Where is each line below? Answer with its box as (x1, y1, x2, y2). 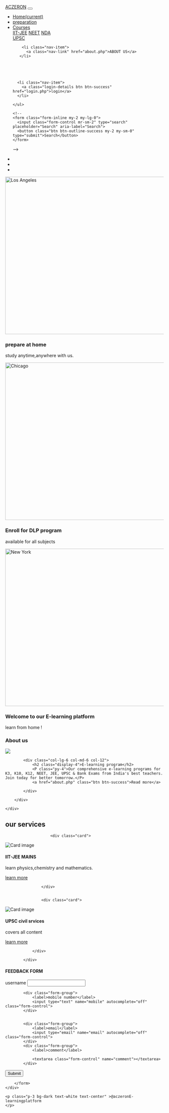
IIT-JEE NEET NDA (12, 30, 51, 36)
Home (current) (12, 14, 44, 20)
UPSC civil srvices (5, 918, 44, 924)
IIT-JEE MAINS (5, 854, 37, 860)
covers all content (5, 929, 43, 935)
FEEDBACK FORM (5, 968, 43, 974)
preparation (12, 19, 37, 25)
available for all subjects (5, 538, 55, 545)
